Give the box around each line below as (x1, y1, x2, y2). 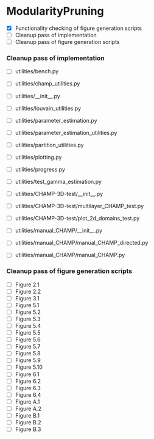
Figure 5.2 (15, 308, 41, 316)
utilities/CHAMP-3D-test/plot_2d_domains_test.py (15, 215, 140, 222)
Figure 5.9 (15, 357, 41, 364)
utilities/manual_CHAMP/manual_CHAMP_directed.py (15, 239, 149, 247)
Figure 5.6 (15, 336, 41, 343)
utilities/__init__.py (15, 92, 61, 100)
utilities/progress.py (15, 165, 66, 173)
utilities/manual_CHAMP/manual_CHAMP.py (15, 252, 125, 259)
